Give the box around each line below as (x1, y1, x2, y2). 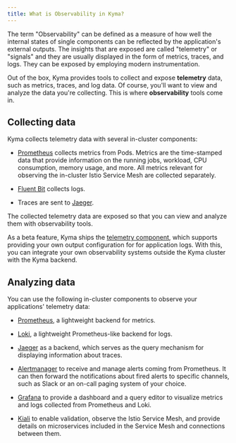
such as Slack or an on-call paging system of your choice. (17, 380, 187, 388)
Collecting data (7, 116, 76, 128)
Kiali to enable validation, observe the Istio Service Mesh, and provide (17, 414, 221, 423)
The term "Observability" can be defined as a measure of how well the (7, 30, 212, 38)
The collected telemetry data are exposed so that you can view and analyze (7, 212, 228, 221)
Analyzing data (7, 276, 75, 288)
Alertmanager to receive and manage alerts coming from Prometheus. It (17, 365, 227, 373)
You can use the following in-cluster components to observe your (7, 295, 197, 303)
